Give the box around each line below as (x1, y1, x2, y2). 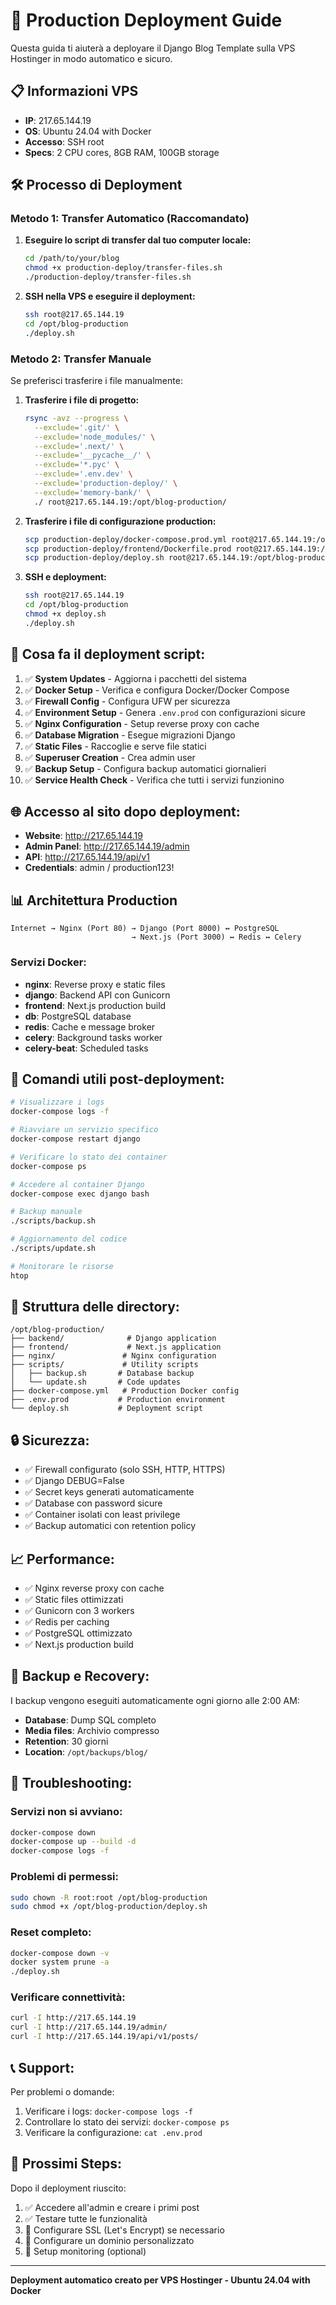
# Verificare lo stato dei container (10, 1152, 168, 1162)
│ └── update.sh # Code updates (10, 1377, 182, 1388)
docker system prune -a (10, 1957, 110, 1968)
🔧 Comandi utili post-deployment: (10, 1070, 225, 1088)
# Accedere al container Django (10, 1179, 145, 1189)
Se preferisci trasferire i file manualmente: (10, 374, 183, 386)
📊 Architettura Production (10, 892, 178, 909)
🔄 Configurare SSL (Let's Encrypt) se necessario (24, 2224, 225, 2236)
